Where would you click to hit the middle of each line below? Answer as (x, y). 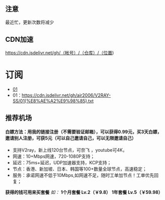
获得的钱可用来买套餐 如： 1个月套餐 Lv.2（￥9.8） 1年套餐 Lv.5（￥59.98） (84, 192)
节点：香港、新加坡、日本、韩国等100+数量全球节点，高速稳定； (80, 169)
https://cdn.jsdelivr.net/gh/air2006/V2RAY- (66, 95)
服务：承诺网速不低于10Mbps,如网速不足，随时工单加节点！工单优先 (83, 175)
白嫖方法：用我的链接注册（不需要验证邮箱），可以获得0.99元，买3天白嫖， (84, 131)
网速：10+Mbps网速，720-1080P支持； (53, 156)
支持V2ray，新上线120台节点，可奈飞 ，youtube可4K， (70, 150)
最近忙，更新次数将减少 (30, 22)
